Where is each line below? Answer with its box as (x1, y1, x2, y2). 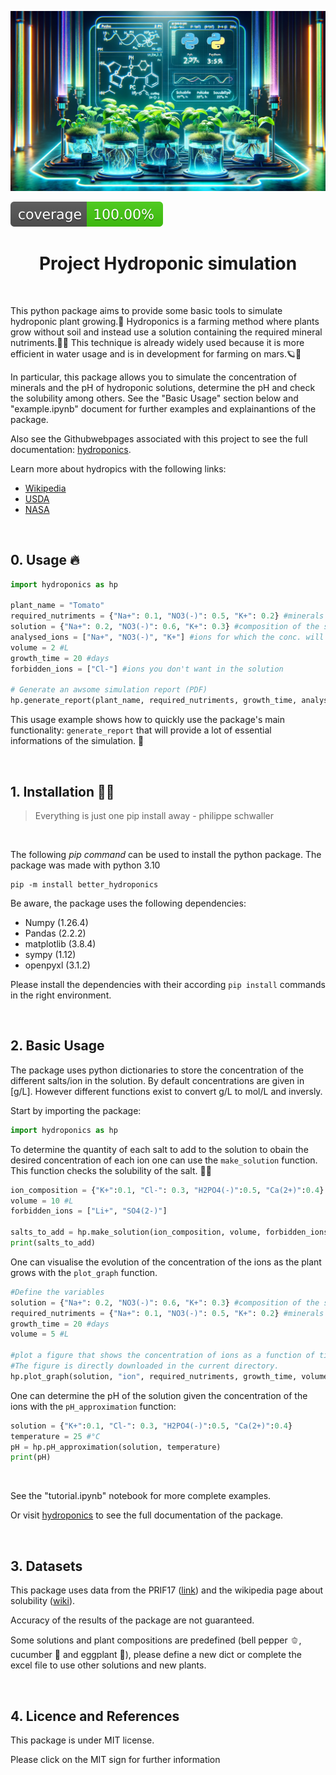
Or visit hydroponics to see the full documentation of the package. (10, 1509, 284, 1521)
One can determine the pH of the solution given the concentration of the (10, 1389, 308, 1401)
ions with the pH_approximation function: (10, 1400, 177, 1412)
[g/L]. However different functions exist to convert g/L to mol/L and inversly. (10, 1085, 323, 1097)
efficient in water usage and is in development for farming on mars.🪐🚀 (10, 347, 302, 360)
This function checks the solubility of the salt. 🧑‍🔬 (10, 1164, 212, 1176)
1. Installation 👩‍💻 (10, 783, 115, 800)
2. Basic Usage (10, 1037, 105, 1055)
